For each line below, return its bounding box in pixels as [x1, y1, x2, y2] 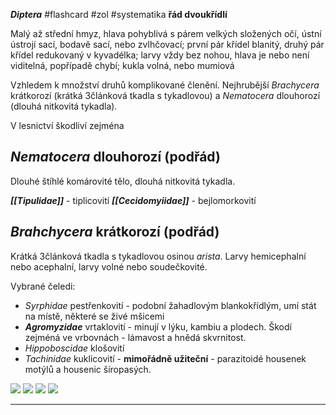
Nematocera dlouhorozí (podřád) [10, 149, 221, 166]
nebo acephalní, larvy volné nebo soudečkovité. [10, 260, 208, 273]
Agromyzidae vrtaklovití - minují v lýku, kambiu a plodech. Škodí [24, 320, 292, 333]
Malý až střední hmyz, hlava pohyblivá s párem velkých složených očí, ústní [10, 28, 322, 39]
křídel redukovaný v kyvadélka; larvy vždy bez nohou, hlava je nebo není [10, 49, 310, 61]
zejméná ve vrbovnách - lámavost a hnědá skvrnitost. [24, 331, 247, 343]
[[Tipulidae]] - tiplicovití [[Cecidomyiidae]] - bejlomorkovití [10, 194, 257, 206]
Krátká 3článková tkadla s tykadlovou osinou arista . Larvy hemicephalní [10, 250, 307, 262]
